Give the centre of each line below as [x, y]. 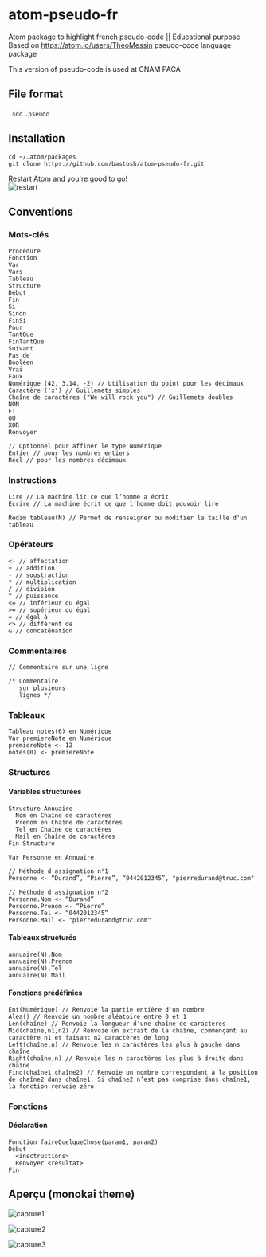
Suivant [21, 349]
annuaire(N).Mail [37, 975]
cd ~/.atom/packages [43, 157]
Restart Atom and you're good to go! [68, 178]
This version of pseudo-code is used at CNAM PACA [94, 69]
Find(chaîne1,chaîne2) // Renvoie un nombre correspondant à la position [133, 1072]
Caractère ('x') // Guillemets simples [74, 391]
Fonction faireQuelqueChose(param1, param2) [83, 1142]
